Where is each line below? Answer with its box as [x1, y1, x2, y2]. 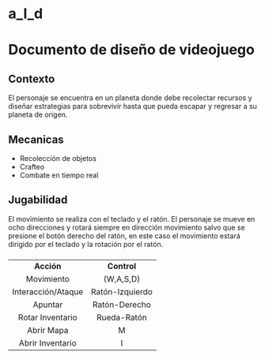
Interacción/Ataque [12, 286, 84, 297]
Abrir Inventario [18, 337, 77, 348]
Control [107, 260, 137, 271]
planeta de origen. [8, 110, 68, 119]
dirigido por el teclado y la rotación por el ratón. [8, 239, 164, 249]
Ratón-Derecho [92, 299, 152, 310]
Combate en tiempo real [19, 170, 99, 180]
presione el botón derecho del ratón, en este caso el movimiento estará [8, 230, 241, 241]
